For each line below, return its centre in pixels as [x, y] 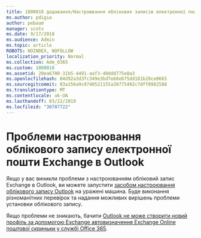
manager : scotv [25, 29]
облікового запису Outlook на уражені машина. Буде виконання [88, 191]
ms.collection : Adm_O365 [37, 62]
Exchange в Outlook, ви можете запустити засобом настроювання [91, 185]
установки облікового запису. [44, 204]
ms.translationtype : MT [36, 90]
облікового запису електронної [89, 149]
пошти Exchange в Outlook [75, 162]
